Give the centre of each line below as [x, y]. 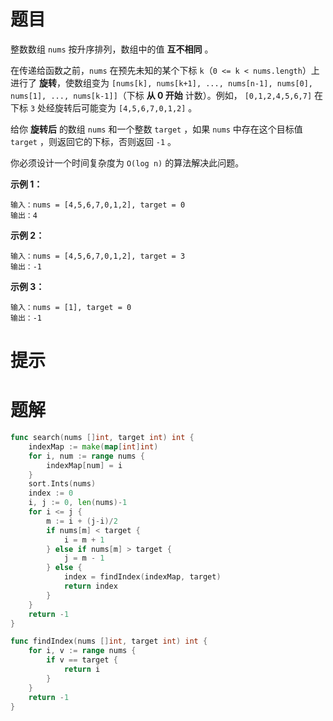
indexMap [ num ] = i [84, 465]
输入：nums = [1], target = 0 [71, 307]
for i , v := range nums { [82, 651]
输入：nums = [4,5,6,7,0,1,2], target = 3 [98, 256]
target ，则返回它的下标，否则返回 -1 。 [93, 141]
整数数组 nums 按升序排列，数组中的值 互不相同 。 [112, 49]
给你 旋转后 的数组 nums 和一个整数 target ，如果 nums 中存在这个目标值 [156, 129]
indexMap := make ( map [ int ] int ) [93, 446]
